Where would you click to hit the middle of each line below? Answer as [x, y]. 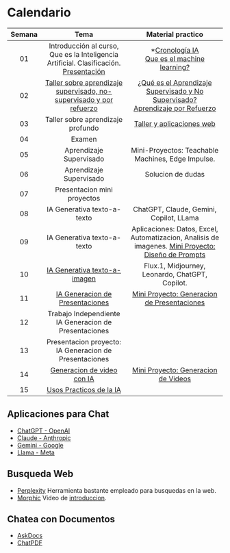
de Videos [175, 378]
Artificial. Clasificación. [84, 63]
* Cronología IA [175, 50]
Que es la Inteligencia [84, 54]
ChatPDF [30, 543]
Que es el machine [175, 58]
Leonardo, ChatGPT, [175, 274]
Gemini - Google [40, 445]
